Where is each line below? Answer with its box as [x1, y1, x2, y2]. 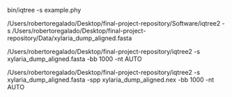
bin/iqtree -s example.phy [7, 6, 82, 14]
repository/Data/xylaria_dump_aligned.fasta [7, 34, 132, 42]
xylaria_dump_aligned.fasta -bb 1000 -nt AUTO [7, 55, 142, 63]
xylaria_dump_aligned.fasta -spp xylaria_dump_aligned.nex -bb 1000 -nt [7, 76, 215, 84]
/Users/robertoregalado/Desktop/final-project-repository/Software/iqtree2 [7, 19, 221, 27]
